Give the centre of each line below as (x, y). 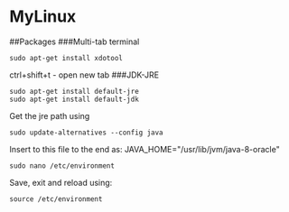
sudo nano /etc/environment (62, 166)
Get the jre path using (50, 115)
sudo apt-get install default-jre (75, 91)
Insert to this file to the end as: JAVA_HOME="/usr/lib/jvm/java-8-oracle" (144, 149)
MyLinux (43, 17)
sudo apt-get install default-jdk (75, 99)
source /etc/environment (56, 199)
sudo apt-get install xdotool (66, 58)
